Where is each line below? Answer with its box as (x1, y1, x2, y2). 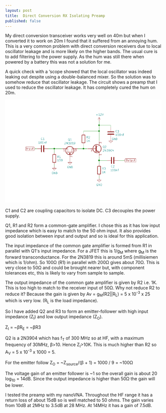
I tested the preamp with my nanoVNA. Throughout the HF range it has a (5, 392, 153, 398)
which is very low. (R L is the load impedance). (5, 297, 98, 305)
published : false (5, 18, 41, 23)
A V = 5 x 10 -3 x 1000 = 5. (5, 348, 56, 356)
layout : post (5, 8, 32, 13)
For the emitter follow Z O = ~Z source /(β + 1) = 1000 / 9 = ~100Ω (5, 360, 133, 367)
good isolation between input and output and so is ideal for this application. (5, 233, 159, 239)
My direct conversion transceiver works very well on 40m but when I (5, 33, 146, 39)
